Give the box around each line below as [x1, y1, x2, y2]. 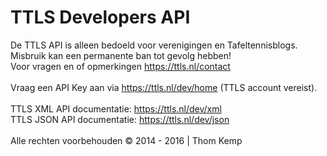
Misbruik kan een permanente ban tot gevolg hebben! [10, 49, 232, 61]
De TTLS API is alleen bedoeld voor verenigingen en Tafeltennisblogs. [10, 39, 298, 51]
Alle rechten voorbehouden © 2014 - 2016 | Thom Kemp [10, 134, 243, 146]
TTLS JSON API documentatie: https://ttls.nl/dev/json [10, 113, 230, 125]
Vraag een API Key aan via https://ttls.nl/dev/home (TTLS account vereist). [10, 81, 318, 93]
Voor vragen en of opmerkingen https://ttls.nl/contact [10, 60, 231, 72]
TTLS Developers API [10, 6, 191, 29]
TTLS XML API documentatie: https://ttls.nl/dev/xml [10, 102, 222, 115]
